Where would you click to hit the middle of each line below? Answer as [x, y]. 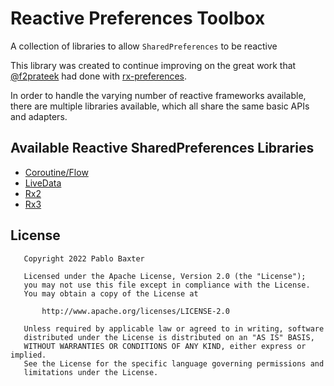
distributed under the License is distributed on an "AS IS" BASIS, [169, 337]
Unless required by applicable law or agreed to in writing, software [174, 328]
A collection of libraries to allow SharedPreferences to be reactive [144, 46]
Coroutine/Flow [56, 172]
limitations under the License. [91, 372]
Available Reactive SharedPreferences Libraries [162, 148]
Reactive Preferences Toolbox [138, 18]
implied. [28, 355]
